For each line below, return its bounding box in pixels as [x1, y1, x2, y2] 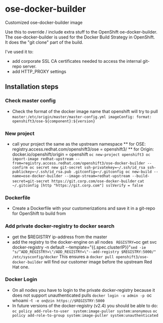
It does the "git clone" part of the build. [5, 39, 84, 45]
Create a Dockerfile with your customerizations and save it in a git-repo [12, 206, 156, 211]
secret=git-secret [12, 179, 50, 184]
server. [22, 63, 37, 69]
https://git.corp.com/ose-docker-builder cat [51, 179, 145, 184]
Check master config [5, 97, 56, 104]
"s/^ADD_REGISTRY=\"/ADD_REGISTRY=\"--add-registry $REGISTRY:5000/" [12, 249, 157, 254]
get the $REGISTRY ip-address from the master [12, 234, 108, 240]
